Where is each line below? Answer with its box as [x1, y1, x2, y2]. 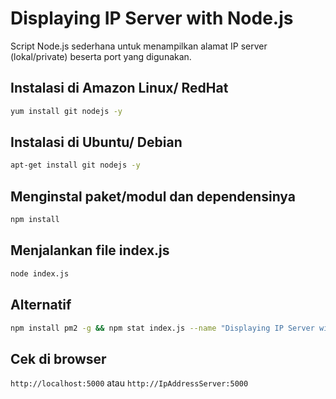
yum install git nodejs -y [10, 106, 123, 116]
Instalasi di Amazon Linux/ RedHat [10, 80, 229, 97]
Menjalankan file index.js [10, 242, 170, 259]
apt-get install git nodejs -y [10, 160, 141, 171]
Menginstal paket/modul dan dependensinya [10, 188, 296, 205]
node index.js [10, 268, 70, 279]
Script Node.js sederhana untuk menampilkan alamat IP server [10, 40, 268, 52]
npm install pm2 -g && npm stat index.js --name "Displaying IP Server [10, 323, 315, 333]
